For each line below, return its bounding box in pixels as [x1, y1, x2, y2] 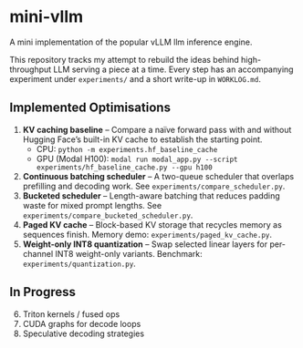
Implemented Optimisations [9, 100, 172, 116]
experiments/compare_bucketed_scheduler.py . [22, 210, 193, 220]
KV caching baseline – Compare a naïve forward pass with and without [22, 124, 292, 135]
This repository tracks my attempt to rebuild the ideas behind [9, 54, 239, 65]
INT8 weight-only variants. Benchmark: [54, 248, 203, 259]
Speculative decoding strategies [22, 328, 144, 339]
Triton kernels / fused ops [22, 308, 120, 320]
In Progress [9, 284, 76, 300]
